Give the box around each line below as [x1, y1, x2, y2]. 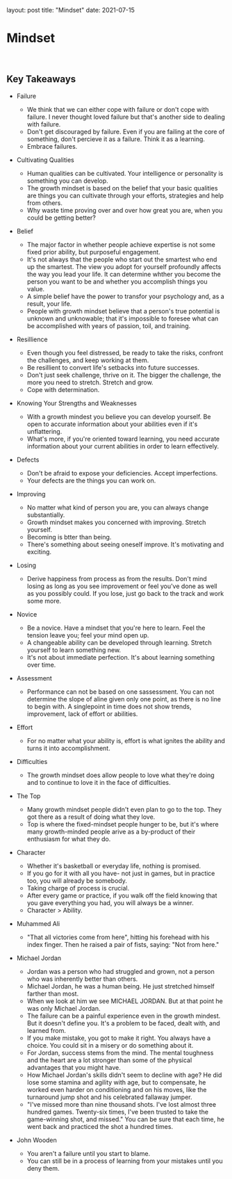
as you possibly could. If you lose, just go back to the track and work [26, 589, 224, 597]
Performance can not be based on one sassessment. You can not [26, 688, 215, 696]
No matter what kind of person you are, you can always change [26, 503, 209, 512]
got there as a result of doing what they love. [26, 813, 156, 821]
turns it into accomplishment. [26, 744, 110, 752]
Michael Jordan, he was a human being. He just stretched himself [26, 982, 215, 990]
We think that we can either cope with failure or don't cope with [26, 105, 209, 113]
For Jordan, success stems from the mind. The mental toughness [26, 1048, 214, 1057]
